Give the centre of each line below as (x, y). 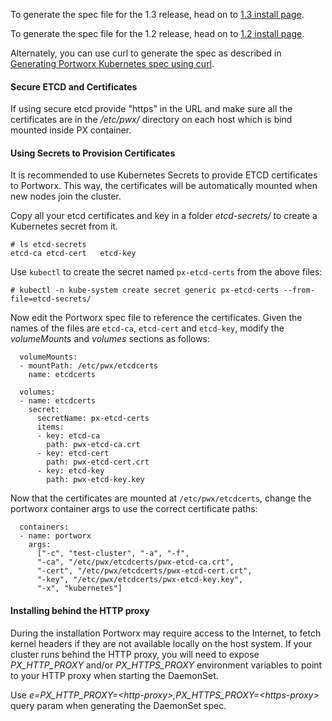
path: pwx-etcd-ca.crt (93, 445)
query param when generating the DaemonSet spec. (118, 705)
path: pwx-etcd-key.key (95, 480)
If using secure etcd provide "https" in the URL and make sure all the (151, 109)
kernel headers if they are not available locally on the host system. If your (161, 643)
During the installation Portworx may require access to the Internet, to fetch (166, 633)
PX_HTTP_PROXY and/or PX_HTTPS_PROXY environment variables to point (166, 665)
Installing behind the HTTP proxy (80, 610)
